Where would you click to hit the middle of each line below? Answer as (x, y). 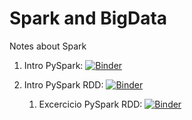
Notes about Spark (48, 46)
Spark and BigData (88, 18)
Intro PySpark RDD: (63, 84)
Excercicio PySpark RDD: (90, 104)
